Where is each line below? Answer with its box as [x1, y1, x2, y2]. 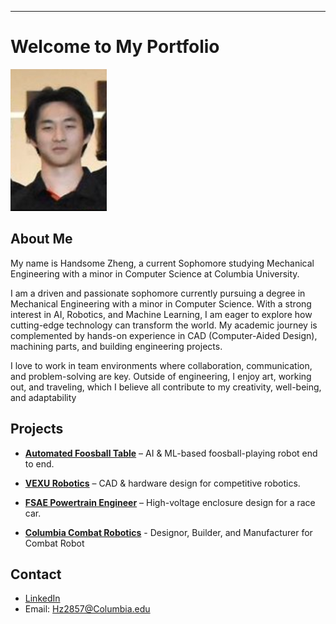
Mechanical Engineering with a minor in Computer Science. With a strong [10, 297, 312, 310]
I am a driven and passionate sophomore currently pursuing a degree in [10, 287, 306, 299]
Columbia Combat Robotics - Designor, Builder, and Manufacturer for [24, 526, 313, 538]
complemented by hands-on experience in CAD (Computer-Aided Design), [10, 329, 318, 341]
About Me [10, 231, 73, 248]
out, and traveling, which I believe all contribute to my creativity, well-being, [10, 381, 322, 393]
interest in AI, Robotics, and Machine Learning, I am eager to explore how [10, 308, 313, 320]
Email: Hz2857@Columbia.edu [24, 603, 151, 615]
